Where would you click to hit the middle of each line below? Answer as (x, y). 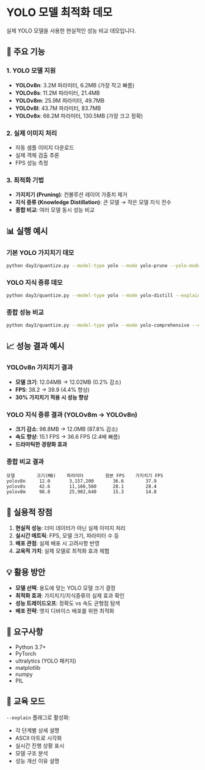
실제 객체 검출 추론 (37, 155)
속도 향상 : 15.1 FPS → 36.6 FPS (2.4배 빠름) (67, 437)
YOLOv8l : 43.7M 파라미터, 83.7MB (58, 108)
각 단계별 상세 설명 (37, 730)
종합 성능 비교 (25, 312)
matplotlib (28, 667)
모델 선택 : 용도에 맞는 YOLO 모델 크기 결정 (65, 588)
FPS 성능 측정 (32, 163)
